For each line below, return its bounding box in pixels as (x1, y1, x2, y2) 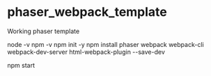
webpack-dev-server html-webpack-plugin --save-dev (7, 48, 166, 56)
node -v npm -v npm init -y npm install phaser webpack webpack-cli (7, 40, 204, 48)
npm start (7, 61, 36, 69)
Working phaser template (7, 27, 80, 35)
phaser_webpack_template (7, 4, 167, 20)
